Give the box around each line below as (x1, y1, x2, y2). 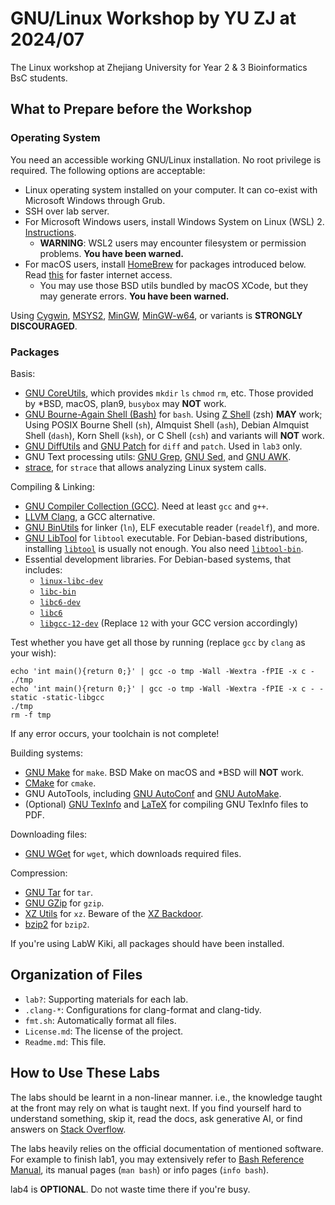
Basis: (10, 367, 36, 379)
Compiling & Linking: (10, 480, 95, 492)
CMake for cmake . (24, 777, 97, 789)
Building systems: (10, 747, 83, 759)
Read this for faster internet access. (24, 268, 173, 281)
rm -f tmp (10, 710, 52, 720)
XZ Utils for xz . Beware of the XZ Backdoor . (24, 907, 204, 919)
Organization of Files (10, 967, 143, 984)
